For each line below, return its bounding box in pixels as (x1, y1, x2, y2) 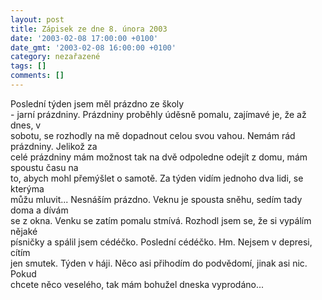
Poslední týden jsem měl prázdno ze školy (10, 97, 185, 110)
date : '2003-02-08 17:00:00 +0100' (10, 33, 159, 43)
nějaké (10, 225, 38, 237)
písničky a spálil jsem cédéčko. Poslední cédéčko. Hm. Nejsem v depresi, (10, 236, 313, 248)
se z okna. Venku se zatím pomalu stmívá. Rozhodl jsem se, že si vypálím (10, 214, 312, 226)
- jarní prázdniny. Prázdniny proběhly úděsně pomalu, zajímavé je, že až (10, 108, 307, 120)
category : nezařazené (10, 52, 101, 62)
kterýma (10, 182, 45, 195)
